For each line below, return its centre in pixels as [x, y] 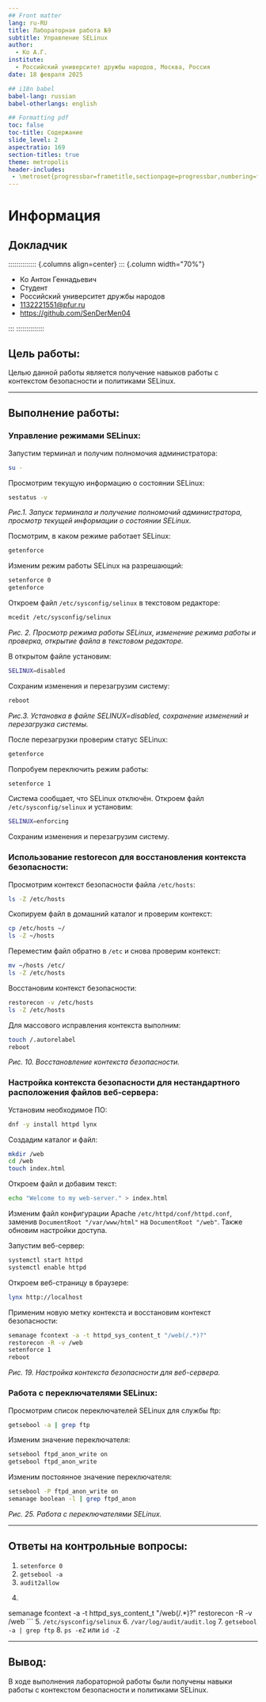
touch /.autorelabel [42, 1040]
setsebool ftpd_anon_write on [58, 1455]
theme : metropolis [38, 162]
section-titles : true [44, 155]
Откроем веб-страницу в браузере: [68, 1282]
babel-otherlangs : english [53, 104]
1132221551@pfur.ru [52, 305]
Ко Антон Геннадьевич [58, 280]
